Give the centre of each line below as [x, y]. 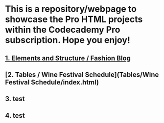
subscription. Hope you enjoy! [68, 40]
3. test [15, 99]
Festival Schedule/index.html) [52, 82]
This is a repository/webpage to [71, 9]
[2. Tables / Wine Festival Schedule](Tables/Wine [82, 74]
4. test [15, 115]
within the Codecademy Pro [63, 30]
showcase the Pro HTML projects [74, 19]
